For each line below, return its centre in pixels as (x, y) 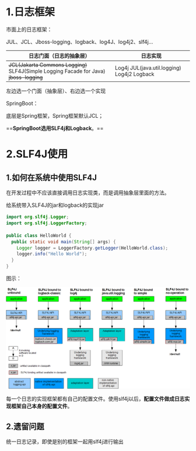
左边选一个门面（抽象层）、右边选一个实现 (56, 91)
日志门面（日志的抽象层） (59, 56)
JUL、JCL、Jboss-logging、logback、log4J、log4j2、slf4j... (80, 42)
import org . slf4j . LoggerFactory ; (47, 223)
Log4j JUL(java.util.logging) (148, 68)
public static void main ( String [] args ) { (64, 242)
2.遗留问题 (25, 426)
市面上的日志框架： (29, 29)
